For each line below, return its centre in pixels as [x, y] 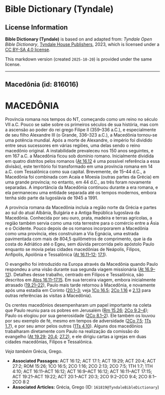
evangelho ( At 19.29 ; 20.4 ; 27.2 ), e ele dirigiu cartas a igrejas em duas [76, 337]
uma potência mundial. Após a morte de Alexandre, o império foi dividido [79, 140]
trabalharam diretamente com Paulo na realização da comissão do [72, 331]
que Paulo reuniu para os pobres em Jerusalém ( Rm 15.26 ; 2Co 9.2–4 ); [77, 310]
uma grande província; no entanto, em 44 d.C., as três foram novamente [78, 182]
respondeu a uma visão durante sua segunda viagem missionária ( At [74, 269]
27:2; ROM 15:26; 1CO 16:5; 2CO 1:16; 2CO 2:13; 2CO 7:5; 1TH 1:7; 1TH [82, 366]
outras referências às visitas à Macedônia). [49, 296]
